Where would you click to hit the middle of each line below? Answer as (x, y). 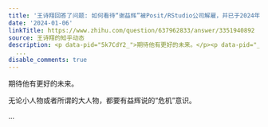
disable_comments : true (48, 60)
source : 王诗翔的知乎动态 (47, 38)
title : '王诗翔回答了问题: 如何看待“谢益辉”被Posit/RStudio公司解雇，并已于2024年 (134, 15)
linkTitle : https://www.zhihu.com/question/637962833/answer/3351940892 (132, 30)
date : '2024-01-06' (41, 23)
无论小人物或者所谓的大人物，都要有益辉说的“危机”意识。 (102, 100)
